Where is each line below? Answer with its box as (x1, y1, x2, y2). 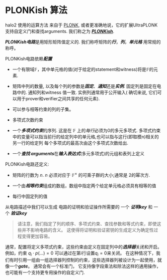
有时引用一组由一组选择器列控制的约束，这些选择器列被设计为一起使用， (9, 257, 158, 263)
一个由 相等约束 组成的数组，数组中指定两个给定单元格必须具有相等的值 (12, 183, 157, 189)
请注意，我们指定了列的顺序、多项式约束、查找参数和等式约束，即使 (17, 221, 157, 227)
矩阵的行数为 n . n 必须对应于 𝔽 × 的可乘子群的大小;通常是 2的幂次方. (12, 171, 150, 178)
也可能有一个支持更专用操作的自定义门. (5, 270, 85, 276)
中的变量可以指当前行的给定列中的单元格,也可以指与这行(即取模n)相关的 (12, 133, 159, 140)
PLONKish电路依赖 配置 (5, 55, 52, 61)
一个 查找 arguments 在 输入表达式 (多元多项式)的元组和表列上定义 (12, 150, 145, 156)
